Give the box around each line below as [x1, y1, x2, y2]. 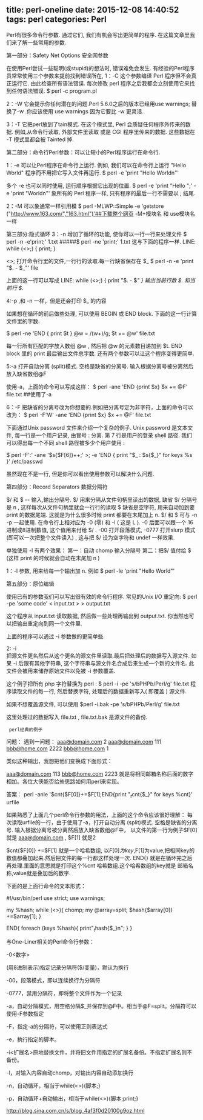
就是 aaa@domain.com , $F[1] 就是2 [6, 833, 96, 841]
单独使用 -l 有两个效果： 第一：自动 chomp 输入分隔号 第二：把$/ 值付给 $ [6, 547, 191, 554]
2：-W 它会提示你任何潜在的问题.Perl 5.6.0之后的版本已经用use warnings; [6, 100, 190, 107]
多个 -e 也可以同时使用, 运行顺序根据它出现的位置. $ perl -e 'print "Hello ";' [6, 182, 193, 189]
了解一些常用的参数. [16, 39, 67, 46]
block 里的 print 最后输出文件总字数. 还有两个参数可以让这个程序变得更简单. [6, 350, 195, 357]
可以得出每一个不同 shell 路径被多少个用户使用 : [6, 439, 125, 446]
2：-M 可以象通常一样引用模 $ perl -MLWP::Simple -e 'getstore [6, 202, 164, 210]
